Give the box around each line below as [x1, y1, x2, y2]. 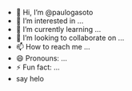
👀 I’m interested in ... [15, 16, 84, 26]
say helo [15, 74, 44, 83]
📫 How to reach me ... [15, 42, 90, 51]
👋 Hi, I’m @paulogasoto [15, 8, 94, 17]
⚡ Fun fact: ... [15, 62, 60, 72]
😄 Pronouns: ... [15, 53, 68, 63]
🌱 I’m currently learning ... [15, 25, 102, 34]
